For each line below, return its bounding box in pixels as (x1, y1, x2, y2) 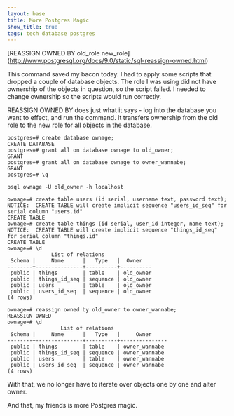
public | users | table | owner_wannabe (10, 356, 165, 363)
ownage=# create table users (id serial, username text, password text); (7, 196, 228, 203)
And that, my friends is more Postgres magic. (7, 401, 138, 410)
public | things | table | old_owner (10, 269, 152, 277)
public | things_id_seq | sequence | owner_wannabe (10, 349, 165, 356)
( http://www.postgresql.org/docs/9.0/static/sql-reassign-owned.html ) (7, 57, 209, 65)
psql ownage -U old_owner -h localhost (7, 184, 124, 191)
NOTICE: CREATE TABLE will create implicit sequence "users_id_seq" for (7, 202, 228, 209)
